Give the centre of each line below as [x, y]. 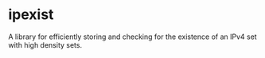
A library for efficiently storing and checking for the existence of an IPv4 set [132, 37]
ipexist [31, 15]
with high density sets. [45, 44]
